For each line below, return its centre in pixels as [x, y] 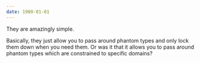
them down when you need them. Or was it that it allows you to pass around [100, 47]
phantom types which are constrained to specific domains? [80, 53]
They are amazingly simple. [40, 29]
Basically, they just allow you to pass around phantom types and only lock [98, 40]
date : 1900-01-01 [28, 12]
